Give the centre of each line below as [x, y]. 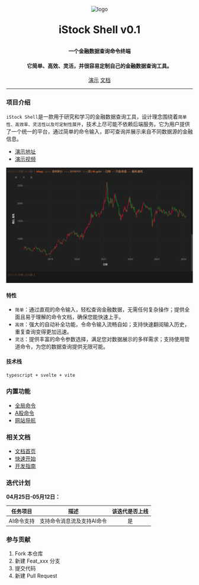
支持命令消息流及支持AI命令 [73, 521]
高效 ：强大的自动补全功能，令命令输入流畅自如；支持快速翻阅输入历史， [102, 325]
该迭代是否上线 [130, 511]
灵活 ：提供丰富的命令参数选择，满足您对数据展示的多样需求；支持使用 [99, 339]
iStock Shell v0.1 [99, 30]
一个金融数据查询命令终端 [99, 51]
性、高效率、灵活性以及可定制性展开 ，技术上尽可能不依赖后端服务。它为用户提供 [98, 124]
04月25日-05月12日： [33, 497]
